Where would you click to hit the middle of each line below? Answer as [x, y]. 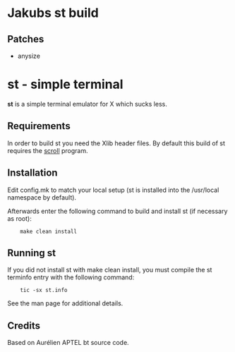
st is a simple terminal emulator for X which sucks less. [87, 104]
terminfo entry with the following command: [71, 277]
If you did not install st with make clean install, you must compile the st [110, 270]
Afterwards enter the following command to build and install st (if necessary [117, 211]
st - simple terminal [65, 84]
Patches [26, 39]
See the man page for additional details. [65, 303]
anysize [29, 56]
